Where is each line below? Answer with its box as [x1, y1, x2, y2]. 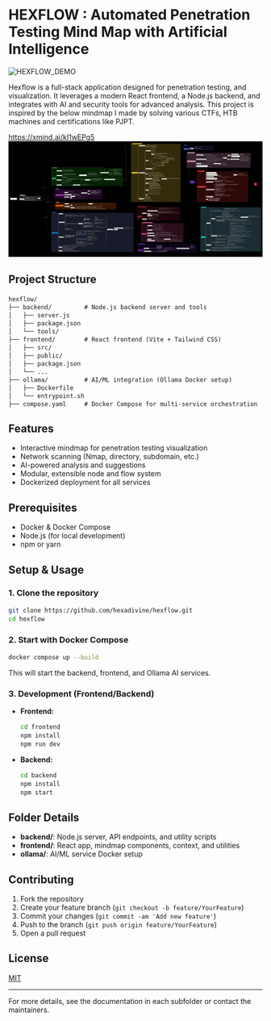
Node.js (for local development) [19, 531, 126, 541]
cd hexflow [8, 615, 45, 623]
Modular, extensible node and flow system [19, 469, 161, 479]
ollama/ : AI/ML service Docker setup [19, 849, 143, 859]
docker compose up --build [8, 653, 99, 661]
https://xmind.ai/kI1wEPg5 [8, 132, 95, 142]
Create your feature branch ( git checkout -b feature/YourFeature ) [19, 902, 244, 913]
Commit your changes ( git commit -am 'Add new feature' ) [19, 911, 217, 921]
